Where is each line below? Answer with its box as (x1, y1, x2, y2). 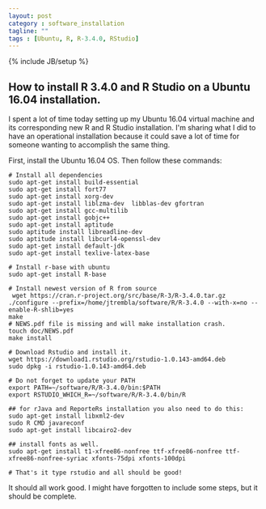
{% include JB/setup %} (8, 57, 89, 66)
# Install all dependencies (8, 172, 103, 180)
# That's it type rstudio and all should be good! (8, 469, 183, 477)
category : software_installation (8, 19, 125, 28)
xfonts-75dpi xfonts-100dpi (91, 455, 186, 463)
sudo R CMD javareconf (8, 419, 85, 427)
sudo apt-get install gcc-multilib (8, 207, 129, 215)
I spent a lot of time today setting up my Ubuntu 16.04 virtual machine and (8, 114, 255, 124)
